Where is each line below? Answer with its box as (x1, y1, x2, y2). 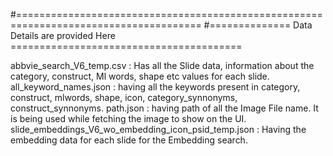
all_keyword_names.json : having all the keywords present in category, (10, 81, 301, 93)
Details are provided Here (10, 30, 116, 41)
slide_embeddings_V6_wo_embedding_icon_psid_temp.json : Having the (10, 124, 307, 135)
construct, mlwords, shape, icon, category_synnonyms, (10, 92, 238, 103)
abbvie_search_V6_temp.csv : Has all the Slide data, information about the (10, 60, 315, 71)
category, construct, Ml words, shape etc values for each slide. (10, 70, 270, 82)
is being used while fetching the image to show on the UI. (10, 113, 247, 124)
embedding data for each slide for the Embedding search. (10, 134, 248, 146)
